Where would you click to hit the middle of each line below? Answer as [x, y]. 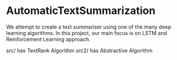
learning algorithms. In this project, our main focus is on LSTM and [87, 33]
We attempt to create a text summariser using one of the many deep [89, 27]
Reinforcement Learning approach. [48, 39]
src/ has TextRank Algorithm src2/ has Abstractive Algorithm [79, 50]
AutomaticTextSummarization [81, 11]
